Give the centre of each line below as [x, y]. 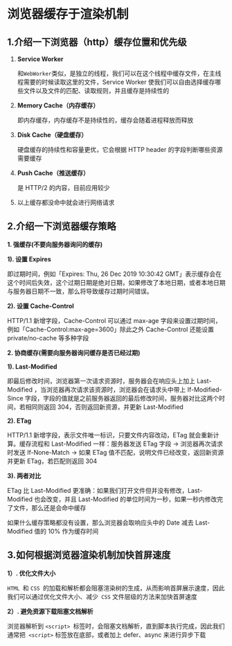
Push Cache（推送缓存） [53, 173]
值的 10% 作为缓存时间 [66, 531]
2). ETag [19, 421]
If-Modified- [205, 390]
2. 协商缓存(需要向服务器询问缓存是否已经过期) [74, 352]
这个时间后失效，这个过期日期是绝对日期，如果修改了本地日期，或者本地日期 [116, 282]
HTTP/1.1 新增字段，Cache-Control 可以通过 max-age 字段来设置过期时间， [114, 320]
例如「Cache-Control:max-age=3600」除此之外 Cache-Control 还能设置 [111, 329]
